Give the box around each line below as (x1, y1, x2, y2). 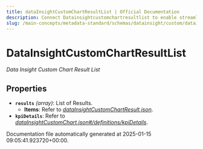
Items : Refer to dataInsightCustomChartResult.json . (24, 106, 153, 113)
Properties (6, 83, 47, 94)
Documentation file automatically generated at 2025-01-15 (6, 130, 152, 138)
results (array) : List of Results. (14, 100, 93, 107)
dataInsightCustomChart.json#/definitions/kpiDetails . (14, 119, 148, 126)
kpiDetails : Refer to (14, 112, 65, 119)
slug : (6, 20, 20, 26)
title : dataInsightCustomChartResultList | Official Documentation (6, 8, 180, 15)
